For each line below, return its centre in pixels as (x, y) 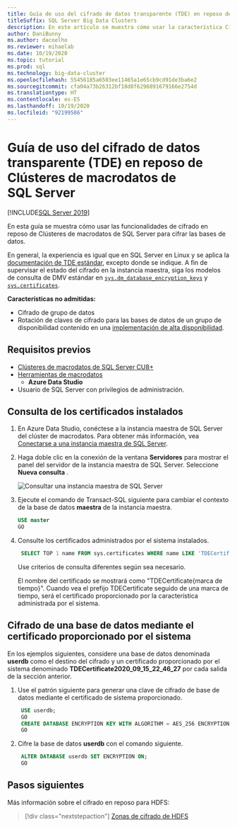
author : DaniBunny (34, 34)
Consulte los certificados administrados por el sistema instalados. (113, 541)
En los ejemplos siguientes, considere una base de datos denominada (109, 654)
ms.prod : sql (26, 67)
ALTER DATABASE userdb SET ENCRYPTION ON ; (84, 757)
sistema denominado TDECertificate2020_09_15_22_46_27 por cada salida (117, 668)
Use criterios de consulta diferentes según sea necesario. (102, 566)
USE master (34, 520)
